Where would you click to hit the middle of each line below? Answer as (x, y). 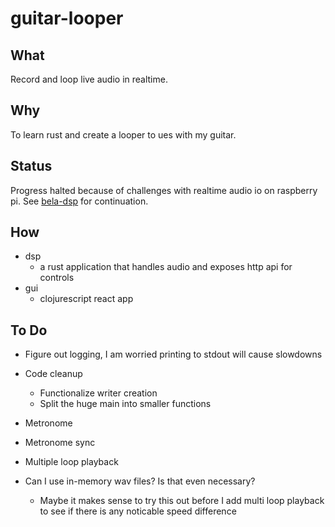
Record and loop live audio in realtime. (89, 79)
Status (31, 166)
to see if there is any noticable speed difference (138, 511)
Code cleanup (53, 374)
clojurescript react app (86, 299)
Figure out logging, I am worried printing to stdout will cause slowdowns (173, 354)
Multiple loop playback (71, 462)
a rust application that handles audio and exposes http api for (166, 267)
